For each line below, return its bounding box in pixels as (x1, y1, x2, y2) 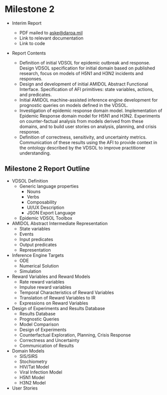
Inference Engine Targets (11, 252, 64, 258)
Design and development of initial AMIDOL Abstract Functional (19, 81, 148, 87)
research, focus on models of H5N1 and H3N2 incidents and (19, 70, 143, 76)
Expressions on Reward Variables (19, 300, 88, 306)
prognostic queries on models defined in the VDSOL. (19, 102, 128, 108)
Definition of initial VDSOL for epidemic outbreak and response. (19, 59, 150, 65)
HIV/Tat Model (19, 363, 49, 369)
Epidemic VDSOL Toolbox (19, 215, 73, 221)
